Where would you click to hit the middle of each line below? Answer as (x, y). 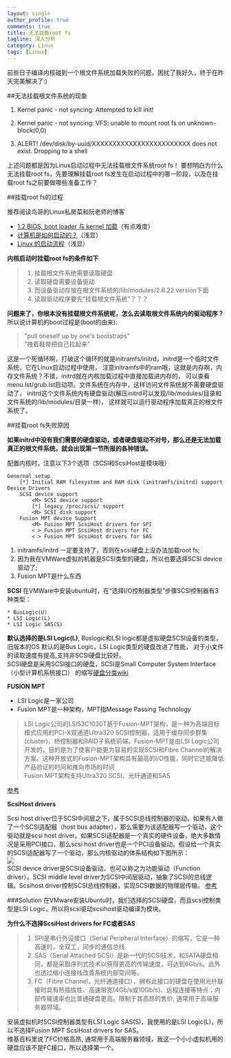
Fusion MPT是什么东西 (49, 576)
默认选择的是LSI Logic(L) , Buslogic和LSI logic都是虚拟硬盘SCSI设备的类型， (114, 638)
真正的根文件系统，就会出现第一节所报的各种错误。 (79, 448)
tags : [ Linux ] (27, 52)
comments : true (29, 26)
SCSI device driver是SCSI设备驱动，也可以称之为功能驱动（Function (104, 868)
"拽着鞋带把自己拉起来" (57, 344)
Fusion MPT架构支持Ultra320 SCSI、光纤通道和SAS (97, 775)
